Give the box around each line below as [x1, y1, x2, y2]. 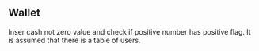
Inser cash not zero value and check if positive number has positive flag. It [8, 27, 251, 36]
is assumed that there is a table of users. [8, 35, 141, 45]
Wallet [8, 6, 41, 20]
